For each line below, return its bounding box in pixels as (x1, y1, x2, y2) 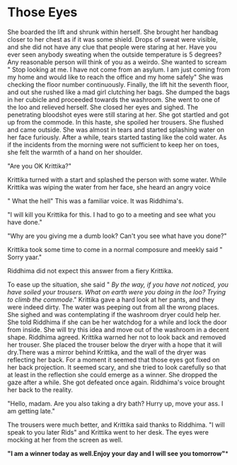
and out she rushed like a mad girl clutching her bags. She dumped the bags (7, 88, 230, 96)
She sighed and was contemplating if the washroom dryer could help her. (7, 310, 221, 318)
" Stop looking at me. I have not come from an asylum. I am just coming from (7, 65, 231, 74)
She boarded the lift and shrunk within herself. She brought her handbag (7, 28, 219, 36)
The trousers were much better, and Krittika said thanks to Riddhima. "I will (7, 420, 225, 429)
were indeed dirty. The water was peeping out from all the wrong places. (7, 302, 219, 311)
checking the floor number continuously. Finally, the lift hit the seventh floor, (7, 80, 229, 88)
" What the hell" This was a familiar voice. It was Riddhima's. (7, 196, 184, 205)
